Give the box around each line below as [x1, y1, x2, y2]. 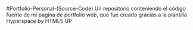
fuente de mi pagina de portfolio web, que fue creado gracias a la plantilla [6, 11, 188, 18]
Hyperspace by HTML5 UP [6, 18, 73, 24]
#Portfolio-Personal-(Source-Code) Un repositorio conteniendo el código [6, 5, 186, 12]
